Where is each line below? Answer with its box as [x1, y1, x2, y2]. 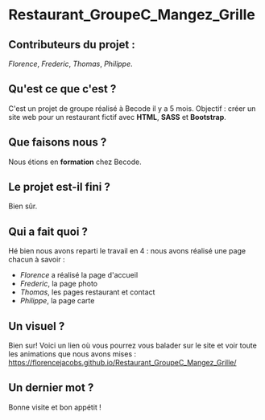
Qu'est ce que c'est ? [8, 82, 117, 96]
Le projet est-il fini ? [8, 180, 110, 194]
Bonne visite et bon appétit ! [8, 402, 102, 412]
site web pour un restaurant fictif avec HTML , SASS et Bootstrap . [8, 112, 227, 121]
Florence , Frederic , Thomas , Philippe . [8, 59, 133, 68]
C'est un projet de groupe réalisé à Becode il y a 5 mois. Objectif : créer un [8, 103, 256, 113]
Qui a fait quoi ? [8, 224, 89, 238]
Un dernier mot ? [8, 381, 94, 395]
